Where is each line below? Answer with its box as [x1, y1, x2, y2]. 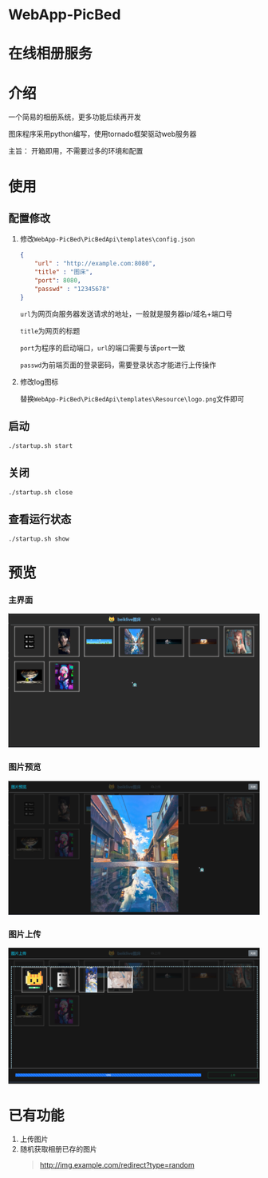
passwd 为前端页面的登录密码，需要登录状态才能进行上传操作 [19, 360, 217, 369]
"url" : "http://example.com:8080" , [34, 260, 156, 268]
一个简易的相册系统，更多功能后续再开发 [8, 112, 141, 122]
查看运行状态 [8, 512, 72, 525]
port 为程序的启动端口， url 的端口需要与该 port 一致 [19, 342, 186, 353]
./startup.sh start [8, 442, 73, 450]
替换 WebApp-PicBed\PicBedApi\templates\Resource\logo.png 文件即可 [19, 393, 245, 403]
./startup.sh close [8, 489, 73, 497]
